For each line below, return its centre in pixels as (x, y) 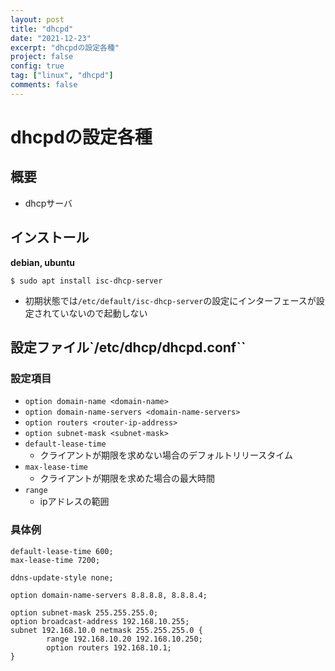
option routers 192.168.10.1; (109, 647)
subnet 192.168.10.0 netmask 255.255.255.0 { (106, 630)
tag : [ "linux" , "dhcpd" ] (62, 76)
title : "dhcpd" (42, 29)
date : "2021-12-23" (51, 38)
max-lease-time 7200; (55, 560)
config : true (37, 66)
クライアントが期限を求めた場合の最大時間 (127, 478)
